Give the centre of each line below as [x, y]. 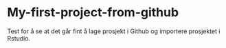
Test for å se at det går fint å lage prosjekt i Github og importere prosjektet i [114, 31]
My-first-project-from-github [93, 13]
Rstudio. [19, 38]
